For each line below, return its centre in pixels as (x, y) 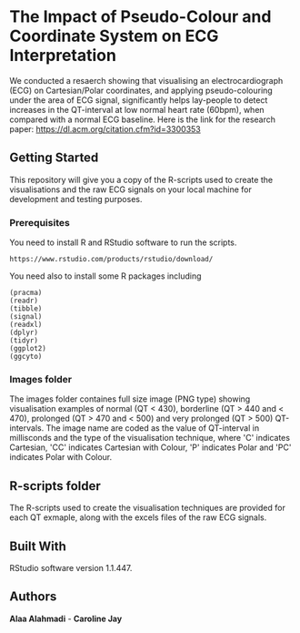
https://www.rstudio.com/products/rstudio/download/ (111, 260)
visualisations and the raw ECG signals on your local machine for (130, 189)
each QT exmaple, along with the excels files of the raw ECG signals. (138, 517)
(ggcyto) (26, 357)
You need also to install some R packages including (105, 276)
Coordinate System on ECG (114, 36)
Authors (33, 597)
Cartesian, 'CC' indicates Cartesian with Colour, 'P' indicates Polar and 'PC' (150, 447)
